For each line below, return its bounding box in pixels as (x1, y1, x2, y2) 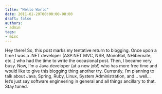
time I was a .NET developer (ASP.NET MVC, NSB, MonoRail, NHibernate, (5, 52, 152, 58)
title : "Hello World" (5, 7, 49, 12)
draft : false (5, 16, 32, 21)
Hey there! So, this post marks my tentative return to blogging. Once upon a (5, 47, 157, 53)
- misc (5, 34, 18, 39)
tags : (5, 30, 16, 34)
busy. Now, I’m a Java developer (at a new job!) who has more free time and (5, 63, 157, 68)
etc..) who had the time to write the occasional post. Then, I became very (5, 58, 152, 63)
